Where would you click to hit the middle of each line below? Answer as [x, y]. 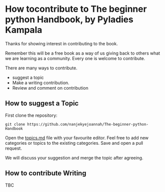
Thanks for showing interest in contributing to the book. [62, 43]
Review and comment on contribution [50, 88]
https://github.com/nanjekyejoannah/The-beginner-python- [88, 124]
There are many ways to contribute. [41, 68]
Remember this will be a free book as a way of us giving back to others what [82, 53]
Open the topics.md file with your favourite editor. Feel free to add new [77, 138]
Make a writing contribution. [41, 83]
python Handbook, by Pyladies [69, 19]
